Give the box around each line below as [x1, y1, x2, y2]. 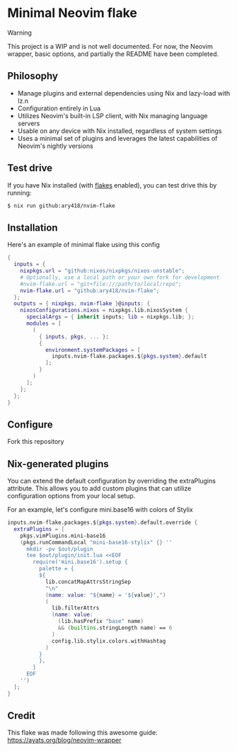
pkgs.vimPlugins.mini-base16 [20, 532, 106, 539]
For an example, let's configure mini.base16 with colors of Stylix [7, 505, 193, 514]
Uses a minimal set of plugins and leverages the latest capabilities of [17, 134, 218, 142]
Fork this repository [7, 437, 64, 446]
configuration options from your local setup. [7, 492, 136, 500]
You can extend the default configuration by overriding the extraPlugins [7, 476, 216, 485]
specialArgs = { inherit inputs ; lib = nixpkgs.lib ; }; [25, 314, 195, 321]
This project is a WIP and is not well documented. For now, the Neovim [7, 42, 214, 50]
